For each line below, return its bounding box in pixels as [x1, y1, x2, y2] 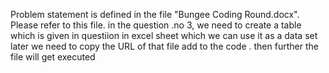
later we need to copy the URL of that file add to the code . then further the [10, 40, 319, 52]
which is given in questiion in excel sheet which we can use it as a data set [10, 30, 318, 41]
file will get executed [10, 51, 96, 63]
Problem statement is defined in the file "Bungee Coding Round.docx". [10, 9, 300, 20]
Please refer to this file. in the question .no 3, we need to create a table [10, 19, 302, 31]
